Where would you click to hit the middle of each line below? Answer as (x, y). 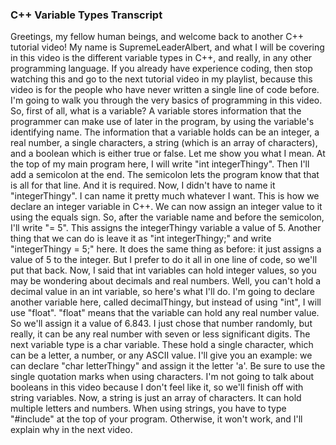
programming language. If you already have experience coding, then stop (161, 69)
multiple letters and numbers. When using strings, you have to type (148, 409)
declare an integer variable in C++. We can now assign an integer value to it (166, 207)
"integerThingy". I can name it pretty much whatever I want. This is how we (165, 196)
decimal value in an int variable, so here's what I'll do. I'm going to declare (162, 292)
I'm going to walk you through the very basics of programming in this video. (166, 100)
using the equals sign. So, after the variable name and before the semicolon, (167, 217)
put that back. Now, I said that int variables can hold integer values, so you (163, 270)
